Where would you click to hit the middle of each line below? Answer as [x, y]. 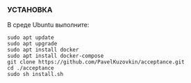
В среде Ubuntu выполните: [48, 25]
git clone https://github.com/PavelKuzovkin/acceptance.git [96, 62]
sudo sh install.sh [35, 75]
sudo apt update [31, 38]
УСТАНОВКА [30, 10]
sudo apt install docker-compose [56, 56]
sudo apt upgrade [32, 44]
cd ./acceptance [31, 68]
